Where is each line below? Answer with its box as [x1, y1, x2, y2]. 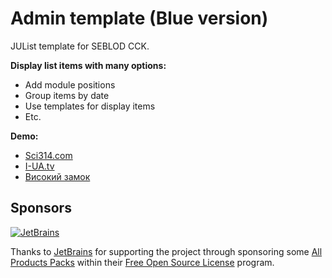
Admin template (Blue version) [10, 7, 269, 30]
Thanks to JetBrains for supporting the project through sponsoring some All [10, 245, 323, 257]
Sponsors [10, 200, 72, 217]
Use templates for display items [24, 100, 156, 112]
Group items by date [24, 89, 110, 101]
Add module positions [24, 78, 116, 91]
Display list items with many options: [10, 59, 167, 71]
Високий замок [24, 170, 91, 182]
